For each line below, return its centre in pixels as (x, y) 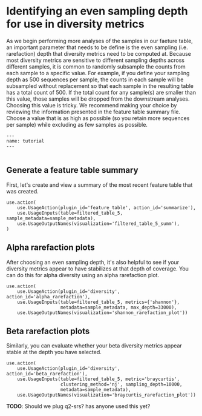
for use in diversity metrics (75, 24)
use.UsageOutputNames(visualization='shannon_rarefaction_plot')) (103, 313)
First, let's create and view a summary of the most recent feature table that (99, 185)
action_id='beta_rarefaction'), (47, 374)
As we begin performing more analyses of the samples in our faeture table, (100, 41)
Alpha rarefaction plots (50, 248)
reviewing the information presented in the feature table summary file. (93, 112)
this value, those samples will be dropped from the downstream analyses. (98, 99)
